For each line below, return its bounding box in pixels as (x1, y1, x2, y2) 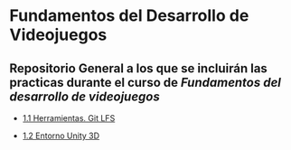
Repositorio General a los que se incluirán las (9, 61, 268, 76)
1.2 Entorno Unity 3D (22, 130, 100, 141)
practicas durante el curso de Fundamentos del (9, 74, 282, 90)
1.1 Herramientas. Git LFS (22, 113, 116, 123)
